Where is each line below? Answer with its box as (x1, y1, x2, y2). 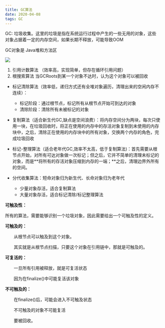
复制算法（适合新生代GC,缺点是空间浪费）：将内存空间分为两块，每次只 (12, 117, 156, 123)
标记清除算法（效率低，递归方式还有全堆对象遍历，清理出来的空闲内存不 (12, 83, 159, 89)
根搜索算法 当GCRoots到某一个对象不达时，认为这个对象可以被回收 (12, 73, 148, 79)
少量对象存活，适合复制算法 (19, 186, 76, 192)
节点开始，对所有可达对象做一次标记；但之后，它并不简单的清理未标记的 (12, 152, 159, 158)
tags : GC (5, 16, 23, 21)
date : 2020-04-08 (5, 12, 41, 17)
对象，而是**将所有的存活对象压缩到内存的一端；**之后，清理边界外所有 (12, 159, 159, 164)
